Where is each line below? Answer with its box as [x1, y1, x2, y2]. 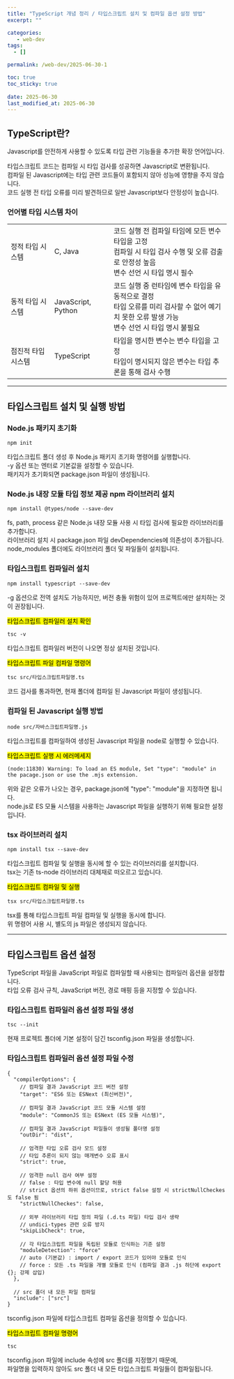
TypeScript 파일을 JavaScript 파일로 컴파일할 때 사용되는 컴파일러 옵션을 [7, 968, 207, 977]
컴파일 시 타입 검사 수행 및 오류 [114, 247, 209, 257]
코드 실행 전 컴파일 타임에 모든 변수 [114, 226, 221, 236]
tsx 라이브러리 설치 [7, 830, 68, 839]
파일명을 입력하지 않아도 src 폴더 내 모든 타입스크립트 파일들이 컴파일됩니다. [7, 1364, 214, 1373]
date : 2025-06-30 [7, 93, 58, 100]
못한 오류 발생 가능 [121, 312, 179, 322]
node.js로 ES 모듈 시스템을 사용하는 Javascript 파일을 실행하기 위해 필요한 [7, 802, 210, 810]
